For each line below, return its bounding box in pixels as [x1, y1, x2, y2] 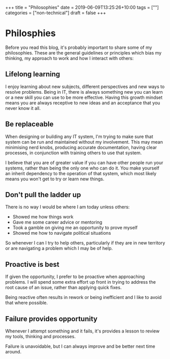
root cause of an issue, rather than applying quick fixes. [5, 285, 122, 291]
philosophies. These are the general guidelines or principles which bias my [5, 49, 162, 56]
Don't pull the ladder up [5, 190, 81, 199]
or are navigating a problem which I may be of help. [5, 245, 113, 252]
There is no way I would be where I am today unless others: [5, 204, 130, 210]
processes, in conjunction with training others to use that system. [5, 150, 142, 156]
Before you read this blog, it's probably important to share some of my [5, 44, 152, 50]
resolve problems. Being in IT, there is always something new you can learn [5, 89, 163, 95]
